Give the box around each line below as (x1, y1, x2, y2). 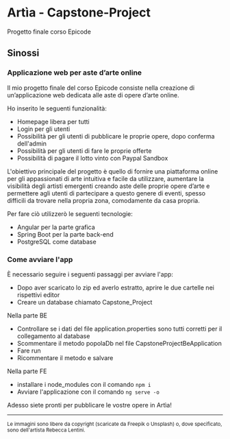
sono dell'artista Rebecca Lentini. (7, 427, 86, 434)
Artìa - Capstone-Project (7, 5, 151, 21)
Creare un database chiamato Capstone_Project (16, 298, 153, 306)
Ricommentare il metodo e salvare (16, 353, 114, 361)
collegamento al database (16, 331, 90, 340)
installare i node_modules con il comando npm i (16, 380, 151, 388)
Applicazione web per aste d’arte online (7, 68, 142, 78)
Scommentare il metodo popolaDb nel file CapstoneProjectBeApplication (16, 339, 222, 347)
